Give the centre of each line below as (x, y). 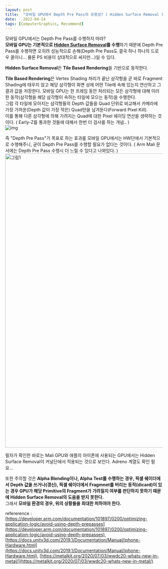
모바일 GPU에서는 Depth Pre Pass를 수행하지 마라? (55, 38)
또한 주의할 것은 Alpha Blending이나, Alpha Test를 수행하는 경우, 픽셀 (74, 479)
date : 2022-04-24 (25, 19)
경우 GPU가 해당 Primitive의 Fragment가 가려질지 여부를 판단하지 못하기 (81, 491)
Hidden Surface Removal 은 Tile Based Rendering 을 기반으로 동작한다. (77, 68)
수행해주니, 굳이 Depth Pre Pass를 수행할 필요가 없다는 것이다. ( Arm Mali (83, 144)
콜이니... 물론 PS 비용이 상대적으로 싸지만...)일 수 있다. (63, 57)
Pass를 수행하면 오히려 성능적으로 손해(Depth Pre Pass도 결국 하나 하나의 (77, 51)
